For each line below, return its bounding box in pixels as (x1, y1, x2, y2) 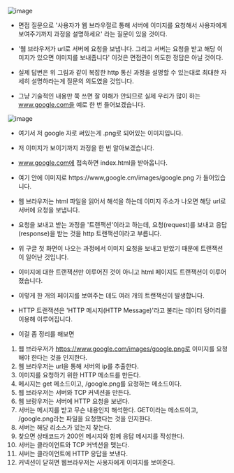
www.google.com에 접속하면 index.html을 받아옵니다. (17, 159, 168, 167)
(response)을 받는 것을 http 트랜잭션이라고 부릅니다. (17, 229, 162, 238)
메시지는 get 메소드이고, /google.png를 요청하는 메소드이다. (17, 379, 182, 388)
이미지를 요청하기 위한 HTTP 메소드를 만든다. (17, 371, 141, 379)
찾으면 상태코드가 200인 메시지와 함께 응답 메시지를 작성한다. (17, 432, 184, 440)
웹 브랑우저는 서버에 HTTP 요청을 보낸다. (17, 397, 130, 405)
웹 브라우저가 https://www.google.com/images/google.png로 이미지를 (17, 344, 215, 353)
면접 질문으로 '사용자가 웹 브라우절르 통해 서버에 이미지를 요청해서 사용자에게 (17, 21, 228, 29)
